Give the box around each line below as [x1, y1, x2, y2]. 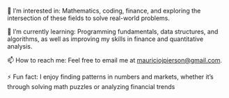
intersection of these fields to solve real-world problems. [7, 14, 171, 22]
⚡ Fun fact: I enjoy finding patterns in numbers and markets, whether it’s [7, 73, 214, 81]
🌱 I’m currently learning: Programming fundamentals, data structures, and [7, 28, 219, 35]
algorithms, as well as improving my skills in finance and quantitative [7, 35, 204, 43]
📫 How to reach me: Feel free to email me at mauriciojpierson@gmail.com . [7, 56, 223, 64]
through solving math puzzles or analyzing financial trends [7, 83, 175, 90]
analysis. [7, 42, 33, 50]
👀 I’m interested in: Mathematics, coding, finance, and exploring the [7, 7, 201, 15]
